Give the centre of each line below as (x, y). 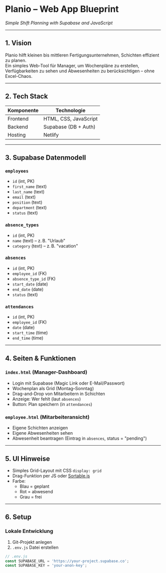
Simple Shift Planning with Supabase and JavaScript (59, 23)
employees (17, 171)
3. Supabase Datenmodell (46, 157)
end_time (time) (28, 338)
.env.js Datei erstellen (35, 547)
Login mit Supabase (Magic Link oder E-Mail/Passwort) (68, 383)
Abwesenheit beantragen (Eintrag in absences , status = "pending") (80, 438)
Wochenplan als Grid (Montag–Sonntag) (53, 388)
